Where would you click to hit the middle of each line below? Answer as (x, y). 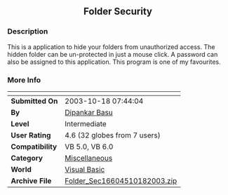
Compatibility (34, 147)
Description (28, 32)
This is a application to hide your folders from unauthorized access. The (111, 47)
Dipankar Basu (89, 112)
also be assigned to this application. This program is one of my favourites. (114, 62)
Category (27, 158)
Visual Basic (85, 169)
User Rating (31, 135)
